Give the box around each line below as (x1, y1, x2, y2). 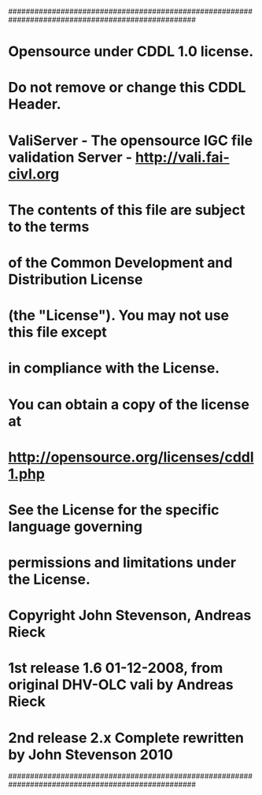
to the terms (8, 217, 90, 236)
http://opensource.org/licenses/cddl (8, 448, 254, 466)
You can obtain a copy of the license (8, 396, 250, 413)
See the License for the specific (8, 500, 220, 518)
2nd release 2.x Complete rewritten (8, 729, 245, 747)
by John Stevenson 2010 (8, 745, 173, 763)
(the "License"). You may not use (8, 306, 230, 325)
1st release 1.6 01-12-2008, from (8, 659, 223, 677)
